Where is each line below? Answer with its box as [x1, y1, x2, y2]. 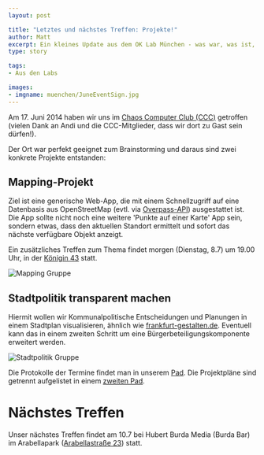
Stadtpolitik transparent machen [8, 291, 172, 305]
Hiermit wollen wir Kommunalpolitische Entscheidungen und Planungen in [8, 313, 247, 322]
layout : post [8, 11, 51, 20]
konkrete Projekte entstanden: [8, 153, 106, 162]
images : [8, 83, 34, 91]
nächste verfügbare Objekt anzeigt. [8, 230, 124, 239]
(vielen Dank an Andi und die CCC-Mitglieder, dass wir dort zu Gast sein [8, 120, 243, 130]
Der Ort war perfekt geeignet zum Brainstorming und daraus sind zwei [8, 144, 236, 154]
